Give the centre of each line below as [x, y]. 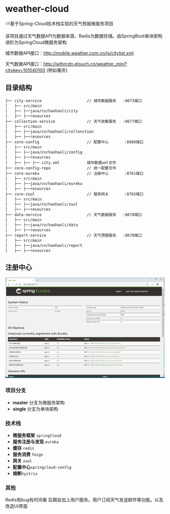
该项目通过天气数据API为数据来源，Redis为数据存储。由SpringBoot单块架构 [84, 36]
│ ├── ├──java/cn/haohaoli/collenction [50, 132]
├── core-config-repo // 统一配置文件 [61, 168]
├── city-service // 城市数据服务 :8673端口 [74, 101]
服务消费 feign [28, 454]
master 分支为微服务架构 [38, 402]
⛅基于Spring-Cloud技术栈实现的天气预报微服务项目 [59, 23]
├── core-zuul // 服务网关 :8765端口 [74, 194]
